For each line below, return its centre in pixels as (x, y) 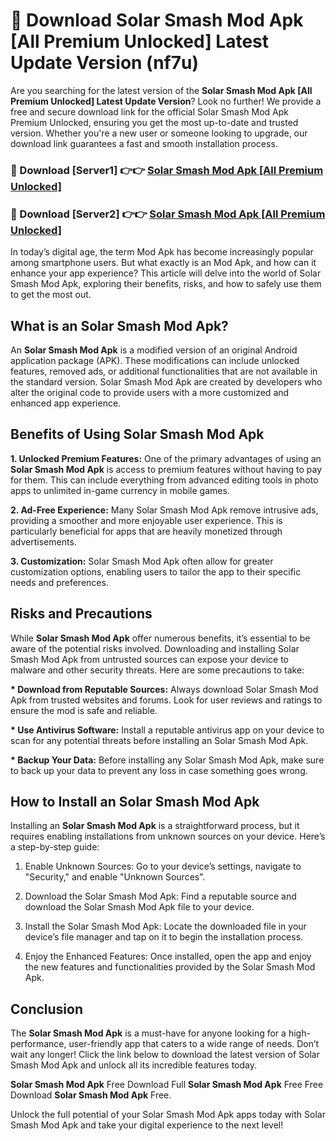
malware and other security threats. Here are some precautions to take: (157, 670)
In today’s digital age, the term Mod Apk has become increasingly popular (162, 252)
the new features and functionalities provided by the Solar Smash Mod (170, 967)
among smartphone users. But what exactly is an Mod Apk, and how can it (163, 263)
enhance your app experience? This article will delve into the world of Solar (166, 273)
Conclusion (47, 1009)
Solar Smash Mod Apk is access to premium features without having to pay (166, 469)
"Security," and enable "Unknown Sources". (115, 877)
